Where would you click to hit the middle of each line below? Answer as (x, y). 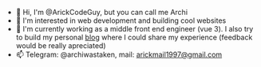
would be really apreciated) (61, 46)
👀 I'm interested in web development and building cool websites (121, 20)
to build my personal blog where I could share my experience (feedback (134, 37)
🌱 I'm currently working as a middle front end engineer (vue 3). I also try (134, 29)
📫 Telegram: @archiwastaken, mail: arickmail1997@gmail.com (119, 54)
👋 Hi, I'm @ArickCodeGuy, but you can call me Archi (102, 12)
